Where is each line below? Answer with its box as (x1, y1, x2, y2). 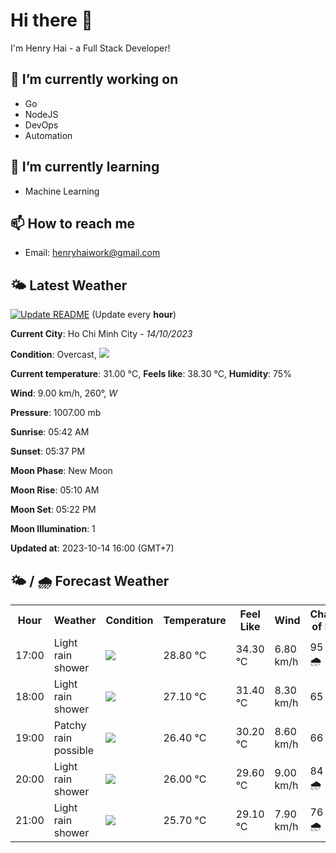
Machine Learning (24, 185, 100, 197)
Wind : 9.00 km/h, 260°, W (10, 387, 118, 399)
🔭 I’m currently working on (10, 71, 179, 88)
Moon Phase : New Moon (10, 465, 113, 477)
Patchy (53, 719, 87, 732)
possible (53, 744, 94, 757)
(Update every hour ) (91, 309, 177, 321)
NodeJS (24, 108, 59, 120)
